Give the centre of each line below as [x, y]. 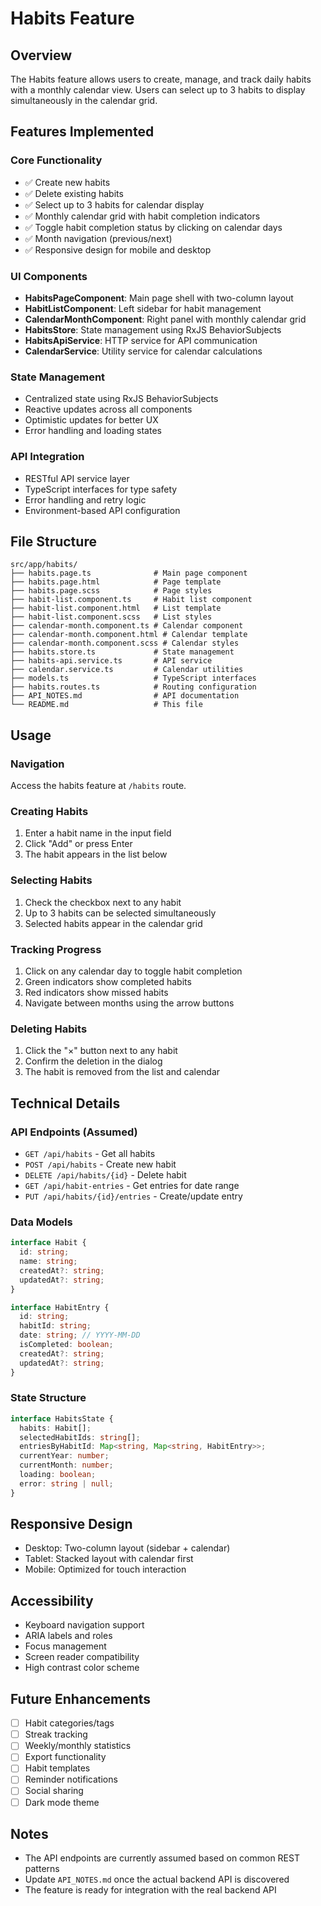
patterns [42, 1869]
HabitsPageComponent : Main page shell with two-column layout [159, 298]
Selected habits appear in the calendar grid [113, 923]
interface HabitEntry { [60, 1307]
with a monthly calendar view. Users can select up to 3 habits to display [158, 90]
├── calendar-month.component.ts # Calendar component [127, 626]
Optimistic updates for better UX [91, 420]
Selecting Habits [51, 880]
